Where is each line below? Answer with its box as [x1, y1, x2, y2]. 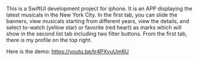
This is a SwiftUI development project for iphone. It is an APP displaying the [6, 5, 193, 12]
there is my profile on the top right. [6, 37, 92, 43]
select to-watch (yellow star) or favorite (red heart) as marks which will [6, 24, 182, 31]
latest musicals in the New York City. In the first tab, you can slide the [6, 11, 178, 18]
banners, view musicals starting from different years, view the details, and [6, 18, 189, 24]
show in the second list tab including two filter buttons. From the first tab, [6, 30, 187, 37]
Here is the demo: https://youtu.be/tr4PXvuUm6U [6, 48, 129, 55]
